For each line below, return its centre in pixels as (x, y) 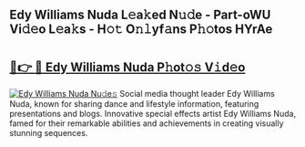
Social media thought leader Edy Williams (197, 94)
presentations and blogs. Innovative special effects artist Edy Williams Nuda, (153, 114)
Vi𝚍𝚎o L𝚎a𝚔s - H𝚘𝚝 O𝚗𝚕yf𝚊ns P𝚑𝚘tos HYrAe (141, 30)
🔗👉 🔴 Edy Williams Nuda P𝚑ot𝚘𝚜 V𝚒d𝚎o (127, 67)
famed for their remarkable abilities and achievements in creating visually (147, 123)
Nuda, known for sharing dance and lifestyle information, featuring (134, 104)
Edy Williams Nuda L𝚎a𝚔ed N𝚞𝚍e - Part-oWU (140, 15)
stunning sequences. (49, 133)
